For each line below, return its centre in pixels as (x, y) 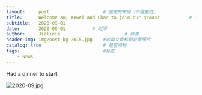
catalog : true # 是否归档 (66, 46)
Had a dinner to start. (32, 73)
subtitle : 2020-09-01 (36, 23)
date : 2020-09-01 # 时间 (57, 29)
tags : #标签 (61, 51)
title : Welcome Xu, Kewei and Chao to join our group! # (99, 17)
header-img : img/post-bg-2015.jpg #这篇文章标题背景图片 (78, 40)
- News (25, 57)
